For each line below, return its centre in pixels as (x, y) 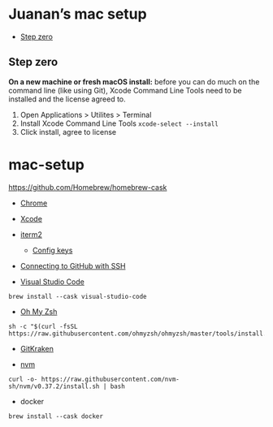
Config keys (52, 250)
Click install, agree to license (68, 132)
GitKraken (37, 348)
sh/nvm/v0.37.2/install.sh (54, 386)
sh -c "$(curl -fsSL (43, 326)
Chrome (34, 203)
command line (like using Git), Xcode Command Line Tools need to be (125, 90)
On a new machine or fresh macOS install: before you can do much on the (134, 81)
